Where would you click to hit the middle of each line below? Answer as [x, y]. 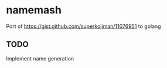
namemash [34, 10]
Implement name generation [40, 58]
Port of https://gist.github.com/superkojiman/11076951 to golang [83, 26]
